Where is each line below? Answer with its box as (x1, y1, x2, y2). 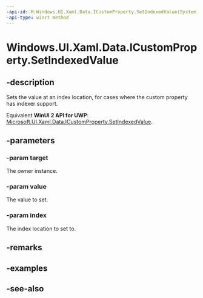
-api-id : (6, 8, 28, 15)
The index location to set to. (6, 225, 76, 232)
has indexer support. (6, 100, 58, 107)
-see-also (6, 283, 44, 294)
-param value (6, 183, 47, 191)
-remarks (6, 242, 42, 253)
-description (6, 77, 55, 88)
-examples (6, 263, 48, 273)
